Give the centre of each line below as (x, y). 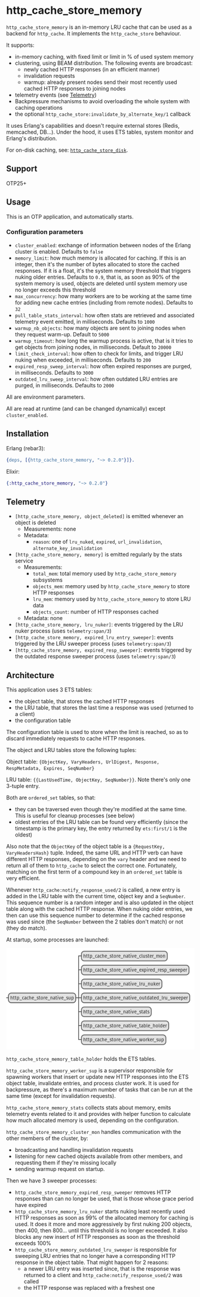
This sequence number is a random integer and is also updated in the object (100, 902)
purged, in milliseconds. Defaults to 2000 (64, 385)
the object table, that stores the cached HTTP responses (84, 702)
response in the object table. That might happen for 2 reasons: (92, 1262)
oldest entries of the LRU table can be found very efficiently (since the (101, 822)
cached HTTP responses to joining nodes (75, 88)
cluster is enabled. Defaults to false (59, 251)
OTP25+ (16, 183)
